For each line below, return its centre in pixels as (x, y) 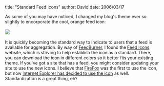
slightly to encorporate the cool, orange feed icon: (55, 22)
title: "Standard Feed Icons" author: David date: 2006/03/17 (65, 7)
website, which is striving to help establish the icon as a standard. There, (78, 53)
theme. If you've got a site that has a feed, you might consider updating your (82, 63)
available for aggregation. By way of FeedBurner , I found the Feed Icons (77, 47)
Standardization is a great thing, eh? (41, 78)
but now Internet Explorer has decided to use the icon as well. (67, 73)
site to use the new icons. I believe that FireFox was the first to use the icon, (81, 68)
